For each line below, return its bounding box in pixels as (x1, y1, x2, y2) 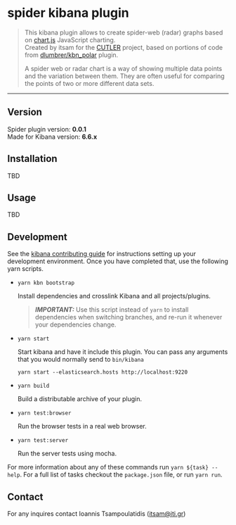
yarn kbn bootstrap (17, 279, 75, 286)
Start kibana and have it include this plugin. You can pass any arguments (17, 348, 228, 356)
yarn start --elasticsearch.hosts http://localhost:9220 (17, 369, 188, 376)
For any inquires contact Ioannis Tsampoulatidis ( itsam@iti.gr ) (7, 510, 186, 518)
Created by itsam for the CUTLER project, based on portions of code (24, 43, 223, 51)
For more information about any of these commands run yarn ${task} (7, 463, 209, 472)
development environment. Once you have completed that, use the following (7, 257, 228, 265)
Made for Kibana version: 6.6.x (7, 132, 98, 141)
